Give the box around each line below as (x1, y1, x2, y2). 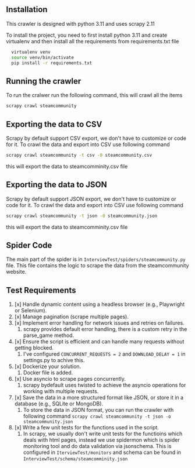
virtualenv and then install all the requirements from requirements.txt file (6, 37, 179, 44)
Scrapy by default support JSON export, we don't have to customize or (6, 195, 176, 202)
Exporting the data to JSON (6, 180, 107, 190)
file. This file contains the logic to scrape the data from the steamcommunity (6, 262, 189, 269)
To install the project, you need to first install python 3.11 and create (6, 32, 168, 39)
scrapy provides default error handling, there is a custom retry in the (23, 326, 187, 333)
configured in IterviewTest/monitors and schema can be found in (23, 449, 182, 456)
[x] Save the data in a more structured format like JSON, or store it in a (14, 394, 184, 401)
